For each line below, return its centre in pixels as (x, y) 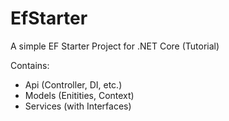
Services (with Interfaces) (78, 106)
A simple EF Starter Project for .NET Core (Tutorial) (115, 46)
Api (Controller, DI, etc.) (73, 84)
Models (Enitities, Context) (79, 95)
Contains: (30, 65)
